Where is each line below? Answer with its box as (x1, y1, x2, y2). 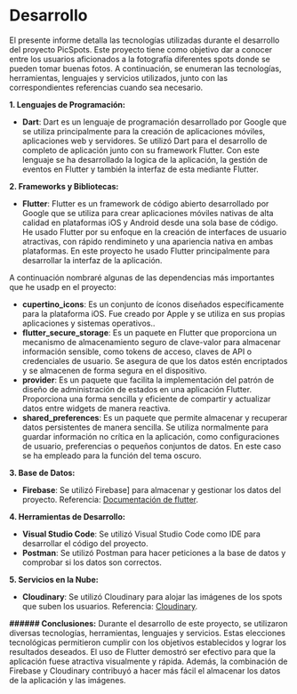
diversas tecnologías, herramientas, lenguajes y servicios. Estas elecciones (9, 627, 286, 638)
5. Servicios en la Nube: (9, 574, 100, 585)
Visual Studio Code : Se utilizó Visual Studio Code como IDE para (21, 529, 261, 539)
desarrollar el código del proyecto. (21, 537, 148, 548)
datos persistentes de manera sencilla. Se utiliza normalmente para (21, 422, 269, 432)
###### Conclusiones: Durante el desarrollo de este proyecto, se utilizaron (9, 617, 288, 628)
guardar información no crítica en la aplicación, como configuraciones (21, 431, 280, 441)
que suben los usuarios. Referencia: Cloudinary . (21, 601, 198, 611)
